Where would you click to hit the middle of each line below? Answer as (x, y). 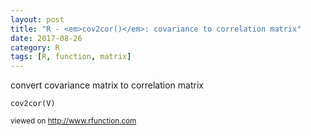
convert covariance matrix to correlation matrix (107, 85)
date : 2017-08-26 (46, 38)
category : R (35, 47)
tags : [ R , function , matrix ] (71, 57)
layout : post (37, 19)
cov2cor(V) (33, 104)
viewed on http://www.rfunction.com (73, 121)
